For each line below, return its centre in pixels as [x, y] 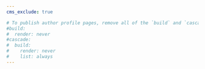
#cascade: [19, 40]
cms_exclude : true [30, 12]
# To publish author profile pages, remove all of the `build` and [94, 23]
